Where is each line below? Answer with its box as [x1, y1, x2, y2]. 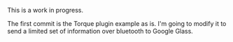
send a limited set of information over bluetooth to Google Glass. [7, 27, 194, 35]
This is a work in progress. [7, 6, 84, 14]
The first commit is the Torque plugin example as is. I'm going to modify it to [7, 20, 227, 27]
